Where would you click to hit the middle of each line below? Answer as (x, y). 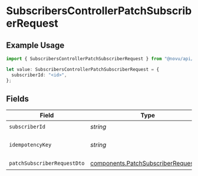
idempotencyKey (30, 145)
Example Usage (35, 45)
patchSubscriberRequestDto (47, 163)
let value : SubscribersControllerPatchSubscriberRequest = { (83, 69)
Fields (18, 99)
